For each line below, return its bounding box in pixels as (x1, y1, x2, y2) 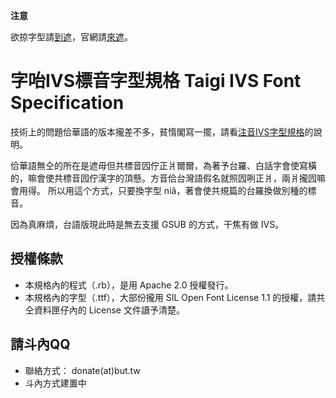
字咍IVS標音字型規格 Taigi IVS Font (10, 70, 302, 93)
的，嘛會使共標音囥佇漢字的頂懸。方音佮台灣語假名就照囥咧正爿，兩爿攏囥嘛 (10, 172, 326, 184)
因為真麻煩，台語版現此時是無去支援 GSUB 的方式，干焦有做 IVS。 (10, 218, 285, 230)
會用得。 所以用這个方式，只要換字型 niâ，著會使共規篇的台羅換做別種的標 (10, 184, 317, 196)
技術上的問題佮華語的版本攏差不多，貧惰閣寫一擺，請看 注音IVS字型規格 (10, 125, 305, 138)
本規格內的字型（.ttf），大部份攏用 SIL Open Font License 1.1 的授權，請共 (24, 291, 326, 303)
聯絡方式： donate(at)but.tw (24, 364, 141, 376)
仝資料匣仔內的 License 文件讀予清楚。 (24, 304, 185, 316)
